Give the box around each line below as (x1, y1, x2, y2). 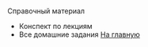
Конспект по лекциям (18, 22, 93, 31)
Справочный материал (7, 6, 85, 16)
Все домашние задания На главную (18, 30, 140, 39)
